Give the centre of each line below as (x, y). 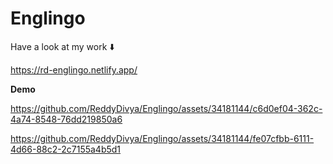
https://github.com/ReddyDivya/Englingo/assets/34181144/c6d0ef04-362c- (166, 108)
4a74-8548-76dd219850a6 (66, 119)
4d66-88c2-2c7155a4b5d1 (66, 149)
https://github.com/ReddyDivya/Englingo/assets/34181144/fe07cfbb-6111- (162, 138)
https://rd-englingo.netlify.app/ (74, 69)
